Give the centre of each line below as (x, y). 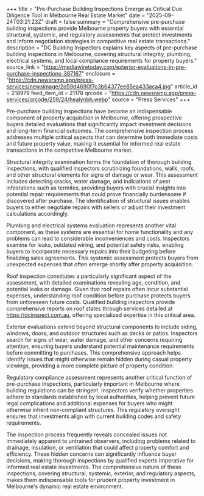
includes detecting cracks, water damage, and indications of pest (88, 181)
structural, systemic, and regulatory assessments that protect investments (99, 35)
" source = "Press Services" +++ (149, 99)
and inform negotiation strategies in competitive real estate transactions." (98, 41)
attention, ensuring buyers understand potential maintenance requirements (100, 346)
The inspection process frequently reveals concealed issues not (87, 434)
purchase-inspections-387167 (44, 73)
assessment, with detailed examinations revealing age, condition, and (93, 282)
